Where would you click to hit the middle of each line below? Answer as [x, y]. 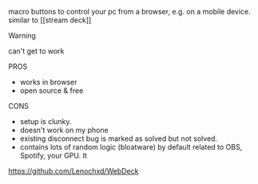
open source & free [52, 90]
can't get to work [36, 51]
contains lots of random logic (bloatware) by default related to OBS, [131, 147]
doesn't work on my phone [64, 130]
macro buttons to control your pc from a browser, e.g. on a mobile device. [130, 12]
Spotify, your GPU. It [54, 156]
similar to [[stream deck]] [50, 20]
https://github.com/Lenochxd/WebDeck [73, 171]
